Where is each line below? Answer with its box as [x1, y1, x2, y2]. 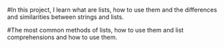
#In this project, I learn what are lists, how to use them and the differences [7, 6, 218, 14]
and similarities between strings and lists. [7, 13, 124, 21]
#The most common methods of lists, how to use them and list [7, 26, 184, 34]
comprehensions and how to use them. [7, 33, 118, 41]
